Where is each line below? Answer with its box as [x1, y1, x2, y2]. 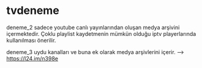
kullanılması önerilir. [6, 36, 56, 44]
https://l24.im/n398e [6, 55, 58, 62]
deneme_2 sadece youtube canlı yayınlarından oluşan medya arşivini [6, 24, 180, 31]
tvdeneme [6, 4, 59, 18]
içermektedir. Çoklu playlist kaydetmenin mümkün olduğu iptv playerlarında [6, 30, 196, 37]
